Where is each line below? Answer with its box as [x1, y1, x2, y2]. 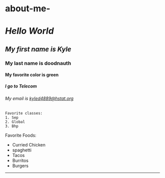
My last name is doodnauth [5, 59, 71, 66]
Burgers [12, 163, 28, 169]
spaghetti [12, 147, 32, 153]
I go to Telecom [5, 83, 37, 89]
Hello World [5, 26, 54, 37]
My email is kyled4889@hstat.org [5, 95, 74, 101]
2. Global [5, 119, 26, 124]
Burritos [12, 157, 28, 163]
